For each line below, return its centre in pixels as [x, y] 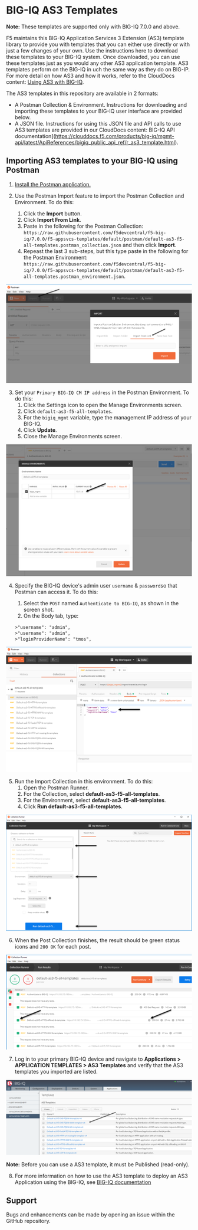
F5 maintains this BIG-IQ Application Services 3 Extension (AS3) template [95, 38]
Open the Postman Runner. [56, 788]
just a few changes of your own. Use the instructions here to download [92, 50]
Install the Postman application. [53, 184]
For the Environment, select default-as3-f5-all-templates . [95, 800]
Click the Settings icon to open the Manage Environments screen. [103, 405]
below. [23, 117]
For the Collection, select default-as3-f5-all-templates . [92, 793]
